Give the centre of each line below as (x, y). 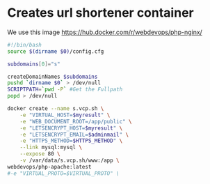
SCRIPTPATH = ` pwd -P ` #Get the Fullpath (65, 90)
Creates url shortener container (100, 13)
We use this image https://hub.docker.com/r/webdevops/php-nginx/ (105, 32)
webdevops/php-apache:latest (49, 167)
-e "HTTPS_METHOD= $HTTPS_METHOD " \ (71, 141)
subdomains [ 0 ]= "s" (34, 64)
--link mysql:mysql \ (51, 148)
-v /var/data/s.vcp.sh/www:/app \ (70, 161)
